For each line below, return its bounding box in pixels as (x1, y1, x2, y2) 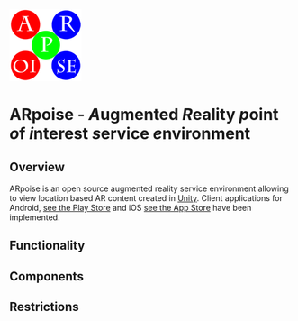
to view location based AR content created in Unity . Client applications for (9, 193, 284, 203)
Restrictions (9, 299, 79, 315)
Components (9, 269, 84, 284)
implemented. (9, 212, 60, 223)
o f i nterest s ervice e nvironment (9, 124, 251, 144)
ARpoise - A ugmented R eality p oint (9, 105, 279, 125)
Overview (9, 159, 66, 175)
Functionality (9, 238, 86, 253)
